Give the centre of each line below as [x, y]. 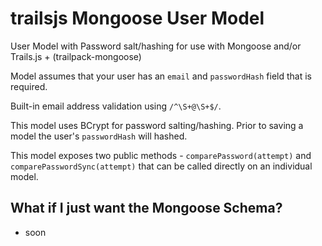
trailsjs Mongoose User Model [137, 18]
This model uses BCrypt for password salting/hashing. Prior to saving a [157, 125]
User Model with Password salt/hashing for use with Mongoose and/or [156, 46]
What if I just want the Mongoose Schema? [146, 208]
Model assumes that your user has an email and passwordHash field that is [161, 76]
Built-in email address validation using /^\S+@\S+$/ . [116, 106]
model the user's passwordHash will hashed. [99, 136]
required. [29, 86]
